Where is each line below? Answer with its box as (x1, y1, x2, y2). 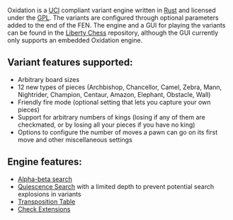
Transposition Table (17, 197, 76, 206)
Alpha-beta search (17, 175, 73, 183)
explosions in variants (17, 190, 81, 198)
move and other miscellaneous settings (17, 135, 132, 144)
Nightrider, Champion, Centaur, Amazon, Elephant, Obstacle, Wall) (17, 90, 211, 98)
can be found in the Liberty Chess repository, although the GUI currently (7, 28, 219, 37)
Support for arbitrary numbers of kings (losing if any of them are (17, 112, 205, 121)
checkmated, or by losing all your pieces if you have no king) (17, 120, 195, 129)
